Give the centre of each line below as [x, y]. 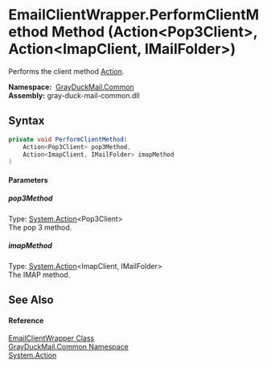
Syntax [27, 121]
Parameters [28, 180]
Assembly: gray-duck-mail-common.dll [74, 95]
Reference [26, 320]
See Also [31, 300]
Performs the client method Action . [66, 71]
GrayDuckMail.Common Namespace [68, 347]
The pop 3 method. [40, 227]
